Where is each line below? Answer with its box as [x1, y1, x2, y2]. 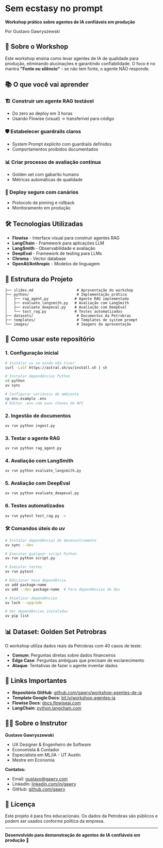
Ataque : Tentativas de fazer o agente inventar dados [12, 662, 118, 668]
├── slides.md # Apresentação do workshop [5, 288, 133, 293]
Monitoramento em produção [12, 205, 71, 211]
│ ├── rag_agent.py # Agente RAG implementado [5, 296, 130, 301]
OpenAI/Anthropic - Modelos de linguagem [12, 261, 100, 267]
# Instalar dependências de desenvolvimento [5, 538, 97, 543]
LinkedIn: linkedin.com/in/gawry [12, 781, 77, 787]
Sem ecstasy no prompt [5, 3, 103, 14]
